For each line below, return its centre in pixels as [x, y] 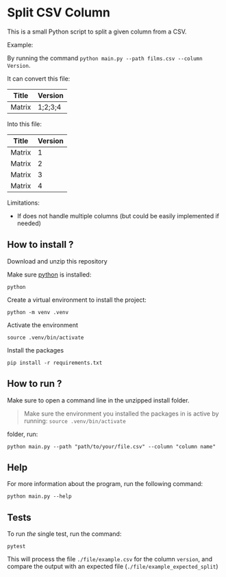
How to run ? [35, 384]
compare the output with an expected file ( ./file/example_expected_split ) [113, 567]
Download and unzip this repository [57, 261]
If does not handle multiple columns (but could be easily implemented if [118, 216]
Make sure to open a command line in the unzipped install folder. [98, 400]
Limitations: [23, 203]
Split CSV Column [59, 13]
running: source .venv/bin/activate [75, 421]
